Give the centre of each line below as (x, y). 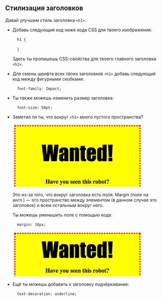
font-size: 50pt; (35, 107)
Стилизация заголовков (44, 8)
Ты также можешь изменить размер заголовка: (63, 98)
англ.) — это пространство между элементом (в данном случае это (84, 200)
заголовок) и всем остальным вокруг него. (58, 205)
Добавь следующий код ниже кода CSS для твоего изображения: (82, 30)
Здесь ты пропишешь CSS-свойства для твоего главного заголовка (84, 59)
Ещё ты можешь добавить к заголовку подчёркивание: (71, 284)
